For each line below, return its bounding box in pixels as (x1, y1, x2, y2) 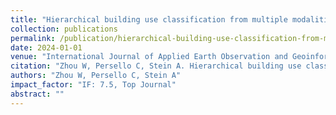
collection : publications (10, 24, 118, 34)
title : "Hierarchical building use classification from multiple (10, 14, 288, 25)
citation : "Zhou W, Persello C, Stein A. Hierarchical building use (10, 61, 302, 71)
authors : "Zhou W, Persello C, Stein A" (10, 71, 182, 81)
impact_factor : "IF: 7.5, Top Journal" (10, 80, 177, 90)
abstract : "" (10, 89, 65, 99)
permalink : (10, 33, 56, 43)
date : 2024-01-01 (10, 42, 83, 53)
